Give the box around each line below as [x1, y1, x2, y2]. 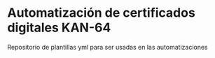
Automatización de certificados [7, 5, 196, 21]
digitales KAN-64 [7, 20, 111, 36]
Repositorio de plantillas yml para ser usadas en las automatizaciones [7, 43, 208, 51]
